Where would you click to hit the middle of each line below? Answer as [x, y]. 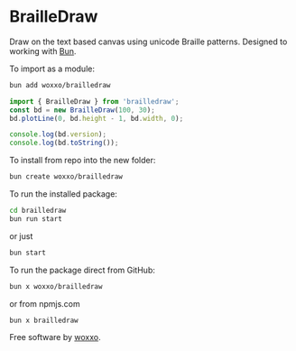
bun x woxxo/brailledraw [56, 286]
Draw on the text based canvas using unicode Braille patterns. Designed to [148, 42]
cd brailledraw [38, 211]
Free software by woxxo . [55, 337]
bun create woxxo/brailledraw [66, 177]
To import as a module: [52, 69]
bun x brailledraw [44, 320]
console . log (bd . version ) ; [58, 134]
